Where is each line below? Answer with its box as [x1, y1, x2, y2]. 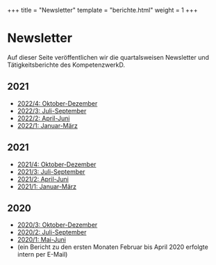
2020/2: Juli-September [17, 228, 87, 236]
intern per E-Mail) [17, 250, 68, 259]
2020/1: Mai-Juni [17, 236, 66, 244]
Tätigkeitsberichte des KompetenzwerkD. [7, 61, 125, 69]
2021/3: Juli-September [17, 167, 85, 176]
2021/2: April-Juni [17, 175, 69, 183]
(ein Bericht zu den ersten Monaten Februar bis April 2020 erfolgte [17, 243, 208, 251]
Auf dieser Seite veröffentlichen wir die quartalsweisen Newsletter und [7, 53, 210, 61]
